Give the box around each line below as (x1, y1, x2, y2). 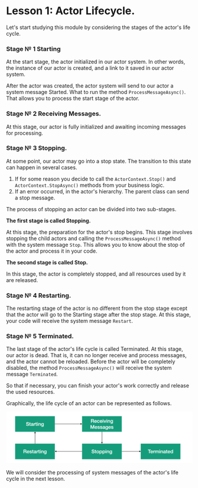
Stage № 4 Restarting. (6, 291, 72, 299)
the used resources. (6, 389, 55, 396)
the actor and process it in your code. (6, 247, 98, 254)
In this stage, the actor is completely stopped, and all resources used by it (6, 270, 186, 277)
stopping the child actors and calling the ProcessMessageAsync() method (6, 235, 181, 242)
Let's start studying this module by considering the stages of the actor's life (6, 24, 191, 31)
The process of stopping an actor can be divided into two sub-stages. (6, 205, 177, 212)
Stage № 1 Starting (6, 44, 61, 53)
